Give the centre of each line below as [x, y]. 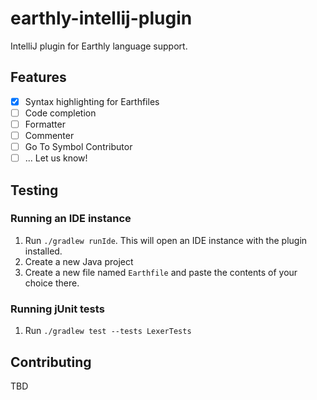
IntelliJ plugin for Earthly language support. [99, 46]
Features [38, 77]
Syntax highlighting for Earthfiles [92, 101]
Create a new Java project [79, 261]
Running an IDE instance [71, 219]
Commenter [49, 135]
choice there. [52, 283]
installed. [43, 251]
